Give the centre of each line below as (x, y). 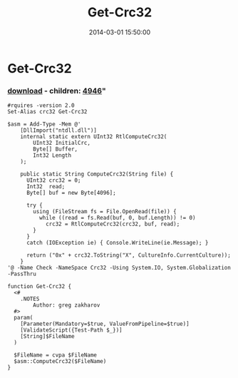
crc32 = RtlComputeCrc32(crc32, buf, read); (113, 224)
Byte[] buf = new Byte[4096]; (71, 193)
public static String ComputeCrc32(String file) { (97, 174)
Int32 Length (52, 155)
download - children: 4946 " (57, 91)
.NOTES (30, 299)
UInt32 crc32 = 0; (53, 180)
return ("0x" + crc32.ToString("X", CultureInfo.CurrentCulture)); (129, 255)
